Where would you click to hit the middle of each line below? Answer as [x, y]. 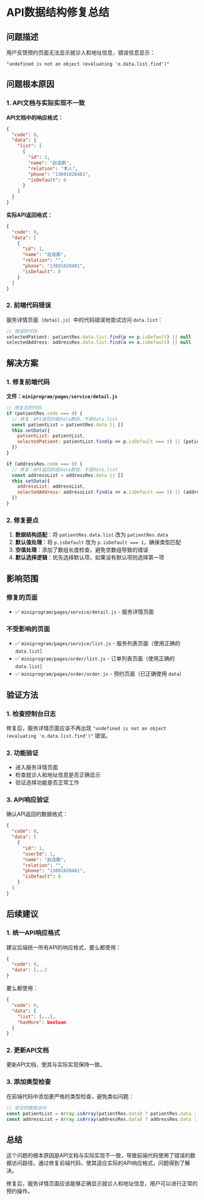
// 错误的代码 [22, 331]
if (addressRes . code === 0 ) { [45, 464]
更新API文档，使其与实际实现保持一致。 [56, 1064]
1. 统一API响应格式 [33, 933]
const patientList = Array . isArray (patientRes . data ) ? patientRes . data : [102, 1114]
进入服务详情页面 [36, 768]
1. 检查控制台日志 [31, 713]
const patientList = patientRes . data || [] [67, 425]
